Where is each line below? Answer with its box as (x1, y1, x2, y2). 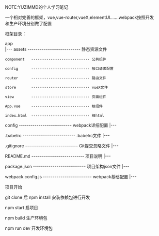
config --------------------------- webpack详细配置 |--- (5, 123, 117, 128)
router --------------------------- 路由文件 (5, 76, 107, 80)
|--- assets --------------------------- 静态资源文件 (5, 47, 108, 52)
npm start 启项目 (5, 205, 38, 210)
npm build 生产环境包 (5, 215, 48, 220)
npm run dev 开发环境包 (5, 225, 53, 231)
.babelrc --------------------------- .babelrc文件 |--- (5, 133, 110, 138)
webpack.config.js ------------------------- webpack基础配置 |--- (5, 174, 137, 179)
